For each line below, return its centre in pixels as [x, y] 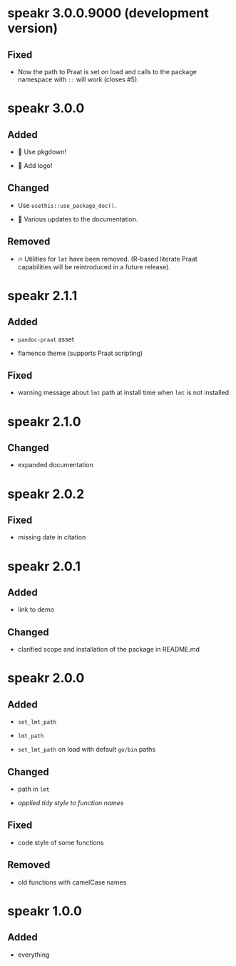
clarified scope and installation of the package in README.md [108, 649]
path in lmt [34, 789]
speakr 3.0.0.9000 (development [108, 13]
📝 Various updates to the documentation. [78, 219]
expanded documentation [56, 465]
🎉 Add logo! [35, 165]
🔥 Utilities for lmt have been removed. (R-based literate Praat [107, 259]
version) [33, 28]
